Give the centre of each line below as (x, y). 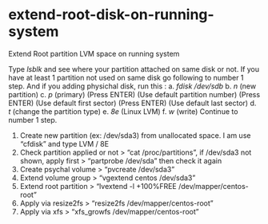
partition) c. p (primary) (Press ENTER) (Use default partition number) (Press (134, 94)
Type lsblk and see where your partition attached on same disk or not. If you (134, 69)
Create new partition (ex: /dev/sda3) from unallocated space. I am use (135, 135)
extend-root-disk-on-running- (111, 15)
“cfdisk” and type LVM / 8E (64, 143)
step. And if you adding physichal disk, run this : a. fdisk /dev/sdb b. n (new (132, 86)
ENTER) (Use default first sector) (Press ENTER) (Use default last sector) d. (132, 103)
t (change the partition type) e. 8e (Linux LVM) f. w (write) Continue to (123, 111)
